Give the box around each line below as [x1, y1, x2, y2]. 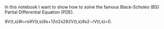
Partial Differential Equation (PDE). [4, 9, 74, 15]
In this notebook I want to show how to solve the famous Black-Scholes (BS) [4, 4, 160, 10]
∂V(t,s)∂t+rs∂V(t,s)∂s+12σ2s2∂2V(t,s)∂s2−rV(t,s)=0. [4, 19, 112, 24]
